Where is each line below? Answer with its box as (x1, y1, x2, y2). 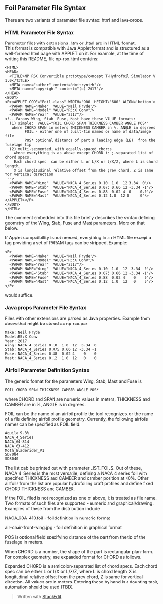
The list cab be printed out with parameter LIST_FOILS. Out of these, (5, 465, 142, 471)
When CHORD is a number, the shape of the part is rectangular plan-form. (5, 548, 153, 554)
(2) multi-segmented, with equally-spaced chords (9, 147, 112, 151)
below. (5, 225, 18, 231)
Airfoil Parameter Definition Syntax (5, 367, 90, 374)
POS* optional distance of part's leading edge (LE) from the (24, 138, 156, 143)
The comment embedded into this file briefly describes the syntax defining (5, 215, 155, 221)
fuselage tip (5, 142, 32, 147)
